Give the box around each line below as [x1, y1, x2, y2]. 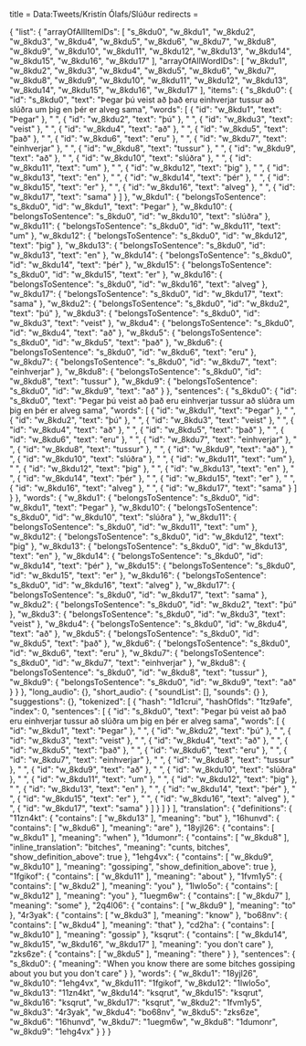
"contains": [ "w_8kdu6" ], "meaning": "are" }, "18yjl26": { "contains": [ [9, 822, 275, 833]
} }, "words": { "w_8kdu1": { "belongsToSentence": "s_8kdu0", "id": [9, 492, 260, 502]
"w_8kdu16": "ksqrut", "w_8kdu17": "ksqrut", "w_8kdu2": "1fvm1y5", [9, 997, 262, 1008]
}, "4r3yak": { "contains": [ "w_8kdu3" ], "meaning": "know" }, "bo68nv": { [9, 910, 288, 920]
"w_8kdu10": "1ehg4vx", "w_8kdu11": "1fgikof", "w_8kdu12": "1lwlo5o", [9, 977, 271, 988]
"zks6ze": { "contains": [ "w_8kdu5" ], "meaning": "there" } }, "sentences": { [9, 948, 296, 959]
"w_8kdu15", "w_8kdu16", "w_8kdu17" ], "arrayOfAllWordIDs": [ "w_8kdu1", [9, 56, 288, 66]
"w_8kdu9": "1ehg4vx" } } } [9, 1026, 111, 1037]
